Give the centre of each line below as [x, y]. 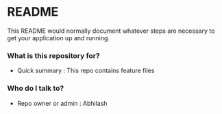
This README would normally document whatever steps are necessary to [111, 31]
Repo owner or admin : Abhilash [62, 103]
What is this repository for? [54, 55]
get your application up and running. [58, 38]
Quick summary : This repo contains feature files [86, 71]
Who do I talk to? [36, 88]
